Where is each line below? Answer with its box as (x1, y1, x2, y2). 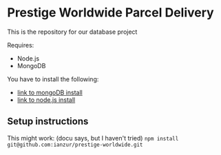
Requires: (7, 41, 34, 49)
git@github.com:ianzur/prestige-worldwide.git (7, 141, 143, 148)
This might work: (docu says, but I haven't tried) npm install (7, 134, 179, 142)
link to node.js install (17, 95, 76, 104)
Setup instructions (7, 116, 89, 127)
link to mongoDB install (17, 88, 83, 96)
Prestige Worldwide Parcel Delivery (7, 5, 215, 21)
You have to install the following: (7, 74, 99, 83)
